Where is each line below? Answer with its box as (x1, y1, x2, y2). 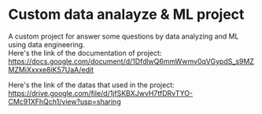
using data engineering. (8, 39, 85, 49)
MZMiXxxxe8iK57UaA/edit (8, 64, 94, 74)
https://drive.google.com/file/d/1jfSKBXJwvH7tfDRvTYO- (8, 88, 194, 97)
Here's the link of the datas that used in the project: (8, 80, 175, 90)
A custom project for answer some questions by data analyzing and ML (8, 31, 239, 41)
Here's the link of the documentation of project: (8, 48, 162, 57)
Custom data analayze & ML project (8, 6, 245, 24)
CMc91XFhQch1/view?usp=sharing (8, 97, 121, 106)
